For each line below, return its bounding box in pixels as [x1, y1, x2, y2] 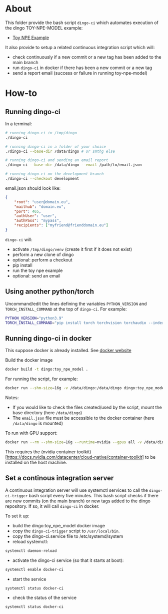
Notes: [5, 395, 19, 401]
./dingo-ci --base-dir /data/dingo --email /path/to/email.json [5, 162, 142, 168]
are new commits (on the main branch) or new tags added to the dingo [5, 498, 151, 504]
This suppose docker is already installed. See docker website [5, 348, 131, 354]
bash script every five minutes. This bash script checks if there [28, 492, 159, 498]
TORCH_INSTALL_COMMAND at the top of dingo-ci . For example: [5, 306, 127, 312]
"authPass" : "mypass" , [14, 218, 61, 223]
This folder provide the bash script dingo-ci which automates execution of [5, 20, 158, 26]
